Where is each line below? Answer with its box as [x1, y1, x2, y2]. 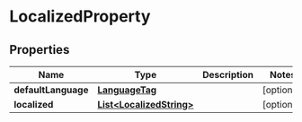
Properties [9, 42, 70, 57]
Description [201, 69, 254, 81]
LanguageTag [97, 83, 157, 96]
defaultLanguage [13, 83, 89, 96]
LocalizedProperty [9, 6, 151, 27]
